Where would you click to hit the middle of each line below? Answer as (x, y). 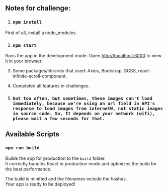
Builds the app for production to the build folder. (56, 158)
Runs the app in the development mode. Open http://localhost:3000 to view (83, 55)
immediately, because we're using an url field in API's (83, 103)
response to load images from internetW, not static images (88, 108)
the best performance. (28, 169)
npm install (27, 22)
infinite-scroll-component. (39, 76)
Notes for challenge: (38, 8)
